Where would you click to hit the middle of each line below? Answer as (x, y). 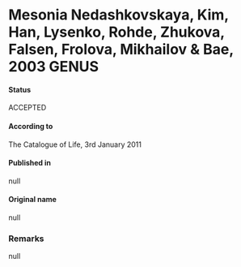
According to (31, 126)
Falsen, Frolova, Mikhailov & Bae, (121, 50)
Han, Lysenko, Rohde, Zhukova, (116, 32)
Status (20, 89)
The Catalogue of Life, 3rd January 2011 (75, 144)
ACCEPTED (27, 108)
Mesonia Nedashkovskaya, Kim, (118, 15)
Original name (32, 200)
